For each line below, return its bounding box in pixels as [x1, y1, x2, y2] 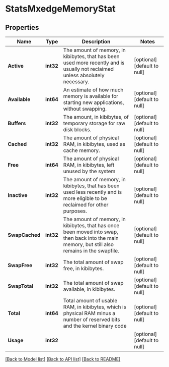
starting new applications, [63, 99, 124, 106]
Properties [5, 23, 39, 32]
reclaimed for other [63, 201, 109, 208]
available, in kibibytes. [63, 286, 116, 293]
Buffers [8, 120, 26, 127]
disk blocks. [63, 126, 92, 133]
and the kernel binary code [63, 323, 127, 329]
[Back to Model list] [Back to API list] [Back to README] [5, 356, 121, 362]
